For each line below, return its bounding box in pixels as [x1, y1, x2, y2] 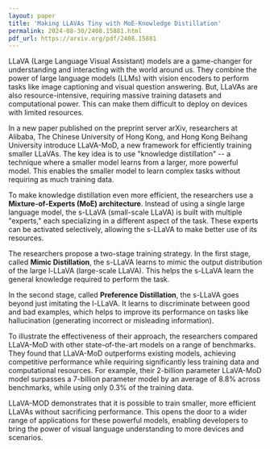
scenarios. [8, 433, 44, 443]
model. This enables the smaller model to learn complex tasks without [8, 166, 240, 176]
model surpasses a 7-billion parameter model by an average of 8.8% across [8, 374, 260, 384]
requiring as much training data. [8, 175, 114, 185]
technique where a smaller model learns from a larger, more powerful [8, 158, 239, 168]
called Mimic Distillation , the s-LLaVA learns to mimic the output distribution [8, 257, 263, 267]
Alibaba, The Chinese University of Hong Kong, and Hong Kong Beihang [8, 132, 248, 142]
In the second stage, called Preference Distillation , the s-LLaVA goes [8, 290, 239, 300]
